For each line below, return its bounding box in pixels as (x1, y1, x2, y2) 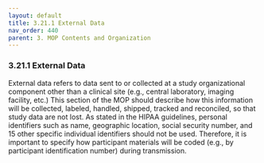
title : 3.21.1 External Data (8, 19, 105, 27)
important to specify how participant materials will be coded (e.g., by (8, 137, 235, 147)
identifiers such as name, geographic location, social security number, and (8, 120, 253, 130)
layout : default (8, 11, 62, 20)
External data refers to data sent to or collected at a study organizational (8, 78, 246, 87)
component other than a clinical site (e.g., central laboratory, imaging (8, 87, 235, 96)
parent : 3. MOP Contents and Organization (8, 33, 151, 42)
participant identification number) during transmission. (8, 146, 187, 155)
